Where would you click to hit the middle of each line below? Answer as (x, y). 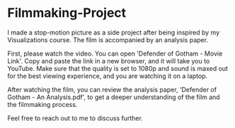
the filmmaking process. (42, 104)
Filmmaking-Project (67, 13)
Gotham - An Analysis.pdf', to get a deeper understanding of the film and (114, 97)
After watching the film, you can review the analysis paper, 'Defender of (112, 89)
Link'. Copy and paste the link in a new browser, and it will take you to (109, 60)
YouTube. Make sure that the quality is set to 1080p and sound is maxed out (118, 68)
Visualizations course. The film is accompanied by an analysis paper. (108, 39)
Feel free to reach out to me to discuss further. (75, 118)
